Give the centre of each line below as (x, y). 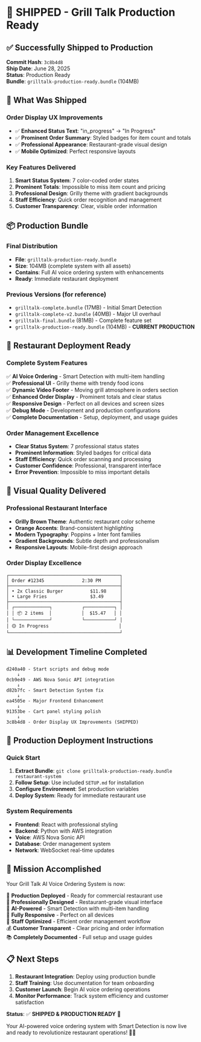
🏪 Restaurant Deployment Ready (69, 346)
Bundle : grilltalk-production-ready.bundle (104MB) (73, 81)
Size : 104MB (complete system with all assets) (73, 266)
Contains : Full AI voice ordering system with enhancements (89, 272)
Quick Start (23, 758)
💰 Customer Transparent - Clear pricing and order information (85, 928)
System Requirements (40, 811)
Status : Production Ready (38, 75)
